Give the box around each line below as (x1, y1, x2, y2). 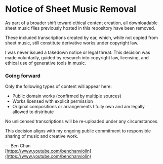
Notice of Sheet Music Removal (5, 3, 137, 15)
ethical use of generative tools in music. (5, 60, 86, 66)
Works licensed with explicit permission (12, 98, 93, 104)
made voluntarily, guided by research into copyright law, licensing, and (5, 54, 149, 60)
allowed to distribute (12, 109, 54, 115)
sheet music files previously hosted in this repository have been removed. (5, 25, 156, 31)
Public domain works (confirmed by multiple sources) (12, 93, 122, 99)
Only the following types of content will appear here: (5, 83, 112, 89)
